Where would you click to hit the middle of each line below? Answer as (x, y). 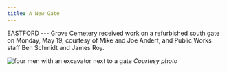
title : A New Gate (33, 13)
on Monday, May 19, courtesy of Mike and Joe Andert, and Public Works (109, 40)
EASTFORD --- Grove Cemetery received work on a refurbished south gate (113, 33)
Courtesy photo (155, 61)
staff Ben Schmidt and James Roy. (56, 47)
